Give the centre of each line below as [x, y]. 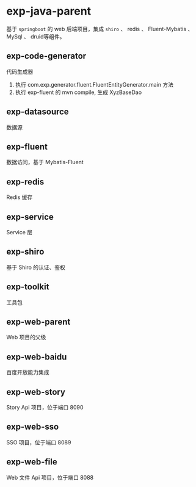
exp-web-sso [33, 427]
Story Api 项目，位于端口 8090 [45, 408]
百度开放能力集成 [28, 372]
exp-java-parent [49, 11]
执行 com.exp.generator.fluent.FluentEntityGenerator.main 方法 [94, 84]
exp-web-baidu [37, 357]
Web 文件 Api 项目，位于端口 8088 [50, 477]
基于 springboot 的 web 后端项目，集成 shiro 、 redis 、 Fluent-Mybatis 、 [100, 29]
